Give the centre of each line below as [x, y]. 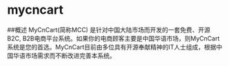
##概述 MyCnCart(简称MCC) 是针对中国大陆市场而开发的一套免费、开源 [109, 30]
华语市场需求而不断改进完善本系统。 [64, 55]
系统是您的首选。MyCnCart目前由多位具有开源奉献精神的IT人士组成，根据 [112, 47]
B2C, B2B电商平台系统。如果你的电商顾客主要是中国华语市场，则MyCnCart [113, 38]
